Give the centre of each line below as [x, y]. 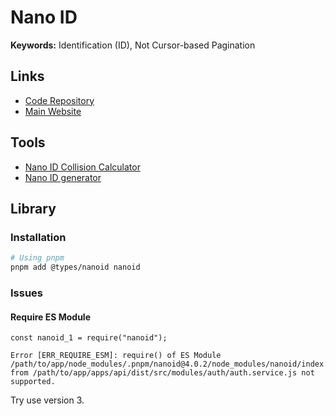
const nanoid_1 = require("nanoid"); [89, 338]
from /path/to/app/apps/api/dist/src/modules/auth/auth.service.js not [162, 373]
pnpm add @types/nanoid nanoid [75, 267]
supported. [33, 382]
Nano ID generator [63, 177]
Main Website [53, 111]
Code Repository [59, 100]
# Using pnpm [37, 258]
